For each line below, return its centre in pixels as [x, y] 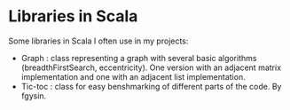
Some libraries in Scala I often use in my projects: [98, 41]
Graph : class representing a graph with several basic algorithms [139, 58]
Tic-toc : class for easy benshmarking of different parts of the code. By [151, 86]
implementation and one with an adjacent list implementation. [133, 76]
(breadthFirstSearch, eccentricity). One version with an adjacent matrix [151, 67]
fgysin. [34, 96]
